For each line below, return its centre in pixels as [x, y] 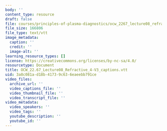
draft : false [19, 19]
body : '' [14, 10]
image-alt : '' [24, 51]
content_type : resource [30, 14]
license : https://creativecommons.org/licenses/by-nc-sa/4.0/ [71, 61]
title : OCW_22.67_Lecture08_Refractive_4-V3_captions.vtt [66, 70]
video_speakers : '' [30, 107]
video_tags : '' [25, 112]
